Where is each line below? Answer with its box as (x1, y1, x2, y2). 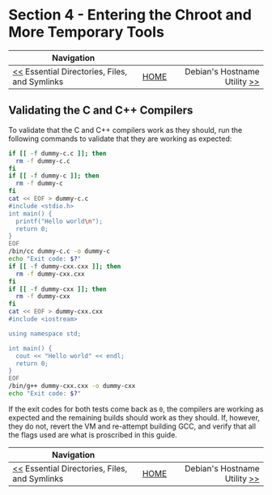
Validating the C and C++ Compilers (8, 104, 193, 117)
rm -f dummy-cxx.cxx (15, 270, 85, 278)
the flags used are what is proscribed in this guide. (8, 429, 178, 439)
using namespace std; (8, 330, 82, 338)
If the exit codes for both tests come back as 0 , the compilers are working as (8, 403, 264, 414)
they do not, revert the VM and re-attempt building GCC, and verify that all (8, 421, 257, 431)
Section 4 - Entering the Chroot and (8, 6, 253, 24)
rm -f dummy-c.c (15, 156, 70, 165)
